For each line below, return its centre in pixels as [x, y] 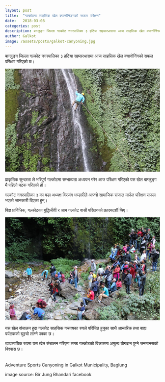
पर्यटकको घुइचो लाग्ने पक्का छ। [30, 333]
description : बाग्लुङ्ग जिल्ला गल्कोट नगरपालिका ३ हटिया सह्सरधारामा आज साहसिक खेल [75, 31]
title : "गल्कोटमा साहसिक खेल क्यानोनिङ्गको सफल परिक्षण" [53, 15]
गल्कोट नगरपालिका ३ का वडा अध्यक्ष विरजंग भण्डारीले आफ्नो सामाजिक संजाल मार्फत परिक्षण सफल [81, 195]
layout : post [18, 10]
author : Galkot [21, 36]
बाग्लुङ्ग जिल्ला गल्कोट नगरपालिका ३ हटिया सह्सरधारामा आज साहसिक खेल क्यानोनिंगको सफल [79, 56]
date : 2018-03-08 [25, 21]
